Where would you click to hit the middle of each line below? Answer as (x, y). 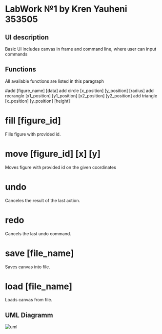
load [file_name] (39, 286)
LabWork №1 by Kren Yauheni (66, 9)
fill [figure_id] (33, 121)
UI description (27, 37)
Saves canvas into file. (28, 267)
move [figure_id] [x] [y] (53, 154)
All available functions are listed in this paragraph (54, 81)
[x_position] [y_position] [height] (38, 101)
